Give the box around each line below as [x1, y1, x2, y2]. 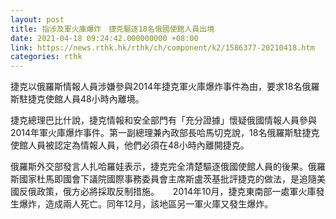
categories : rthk [10, 52, 83, 62]
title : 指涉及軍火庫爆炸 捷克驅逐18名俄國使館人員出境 [10, 24, 215, 34]
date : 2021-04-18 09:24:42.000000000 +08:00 [10, 33, 199, 43]
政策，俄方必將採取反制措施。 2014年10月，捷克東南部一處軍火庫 [36, 186, 317, 198]
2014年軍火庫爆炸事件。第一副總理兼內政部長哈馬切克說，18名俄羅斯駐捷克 [10, 127, 320, 139]
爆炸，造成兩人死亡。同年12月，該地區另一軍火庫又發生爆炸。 [18, 198, 274, 210]
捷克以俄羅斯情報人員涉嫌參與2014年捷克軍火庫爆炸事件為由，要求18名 [10, 81, 303, 93]
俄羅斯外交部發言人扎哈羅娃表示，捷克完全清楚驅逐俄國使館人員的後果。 [10, 161, 308, 173]
